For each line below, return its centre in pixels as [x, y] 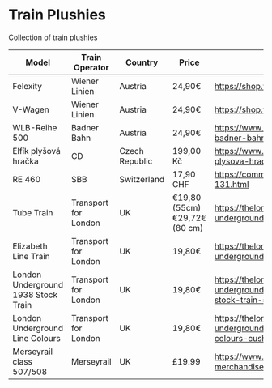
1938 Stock [35, 295]
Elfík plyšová [36, 151]
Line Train [31, 256]
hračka [25, 161]
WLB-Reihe [35, 127]
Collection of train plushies [53, 37]
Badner [85, 127]
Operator [91, 67]
